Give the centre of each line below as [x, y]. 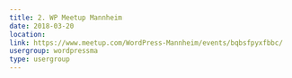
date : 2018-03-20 [42, 26]
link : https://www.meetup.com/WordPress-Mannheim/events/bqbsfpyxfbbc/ [146, 43]
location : [28, 34]
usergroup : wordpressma [54, 51]
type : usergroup [40, 59]
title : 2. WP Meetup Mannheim [66, 17]
